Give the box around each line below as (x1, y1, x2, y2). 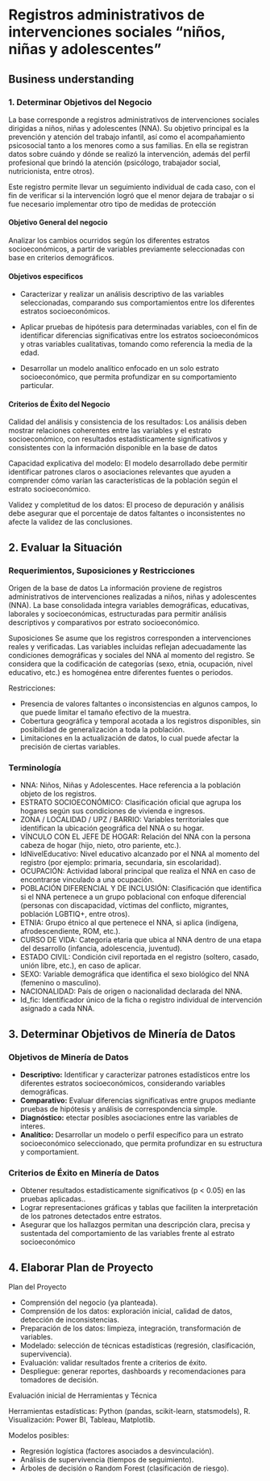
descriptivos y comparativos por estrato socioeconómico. (8, 618, 200, 627)
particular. (19, 381, 54, 390)
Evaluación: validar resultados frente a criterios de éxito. (19, 1358, 208, 1368)
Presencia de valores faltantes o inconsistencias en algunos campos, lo (19, 699, 258, 709)
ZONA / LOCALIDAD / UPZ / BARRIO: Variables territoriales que (19, 815, 230, 825)
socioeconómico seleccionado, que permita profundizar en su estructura (19, 1138, 263, 1149)
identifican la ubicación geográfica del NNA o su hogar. (19, 823, 204, 833)
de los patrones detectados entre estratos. (19, 1211, 162, 1222)
